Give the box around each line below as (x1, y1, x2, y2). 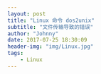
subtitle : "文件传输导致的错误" (7, 23, 94, 30)
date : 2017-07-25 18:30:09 (7, 37, 87, 44)
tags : (7, 50, 23, 57)
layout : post (7, 10, 46, 18)
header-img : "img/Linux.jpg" (7, 43, 94, 50)
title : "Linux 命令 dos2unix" (7, 17, 95, 24)
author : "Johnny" (7, 30, 59, 37)
